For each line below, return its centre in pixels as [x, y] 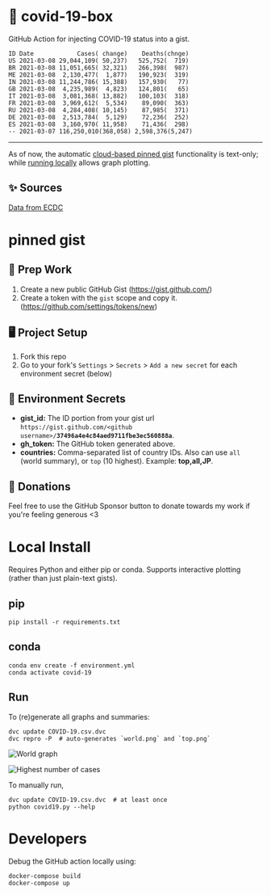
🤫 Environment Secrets [67, 399]
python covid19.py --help [52, 807]
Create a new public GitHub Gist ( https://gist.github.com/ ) [116, 289]
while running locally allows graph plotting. [79, 162]
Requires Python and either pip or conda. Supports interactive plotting [125, 569]
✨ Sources [35, 188]
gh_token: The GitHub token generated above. [98, 444]
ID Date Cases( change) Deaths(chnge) [99, 53]
